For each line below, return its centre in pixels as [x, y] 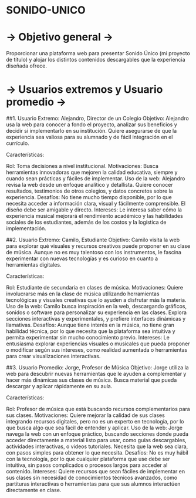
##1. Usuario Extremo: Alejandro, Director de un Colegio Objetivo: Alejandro [97, 119]
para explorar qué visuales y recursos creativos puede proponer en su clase [98, 246]
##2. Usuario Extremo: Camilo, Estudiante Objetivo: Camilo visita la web [93, 240]
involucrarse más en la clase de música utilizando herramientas [83, 294]
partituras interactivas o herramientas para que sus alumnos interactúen [93, 484]
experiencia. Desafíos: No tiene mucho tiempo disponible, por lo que [89, 197]
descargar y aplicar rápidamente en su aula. [59, 386]
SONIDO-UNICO [46, 10]
